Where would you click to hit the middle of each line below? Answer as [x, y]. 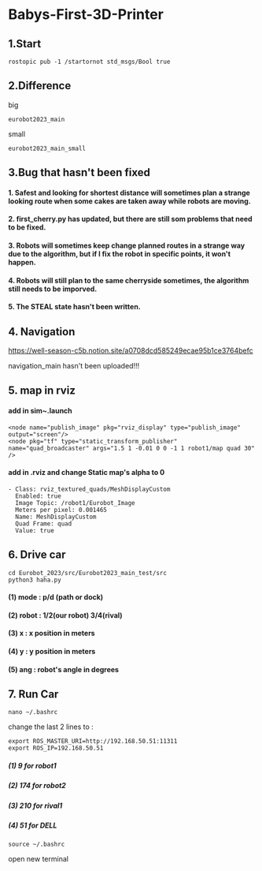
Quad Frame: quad [44, 523]
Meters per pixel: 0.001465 [61, 510]
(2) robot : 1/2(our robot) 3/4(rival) [66, 615]
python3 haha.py [35, 580]
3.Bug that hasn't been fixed [79, 172]
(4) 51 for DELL [33, 825]
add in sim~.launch [40, 410]
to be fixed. [27, 227]
